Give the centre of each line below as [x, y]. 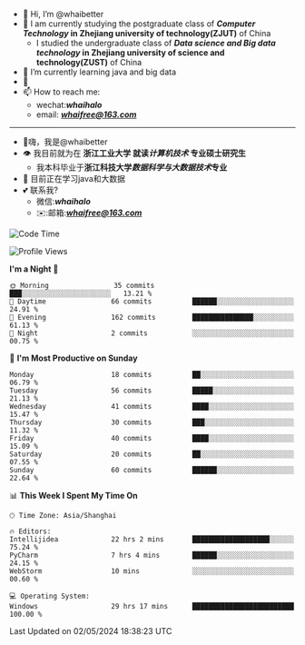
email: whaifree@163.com [86, 114]
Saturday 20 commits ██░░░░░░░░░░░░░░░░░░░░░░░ [152, 454]
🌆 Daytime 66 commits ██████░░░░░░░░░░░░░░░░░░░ [152, 302]
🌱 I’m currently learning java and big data [99, 72]
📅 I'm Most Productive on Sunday [74, 358]
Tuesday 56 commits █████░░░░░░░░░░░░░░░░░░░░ [152, 391]
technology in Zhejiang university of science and [130, 53]
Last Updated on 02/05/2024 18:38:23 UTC [91, 631]
